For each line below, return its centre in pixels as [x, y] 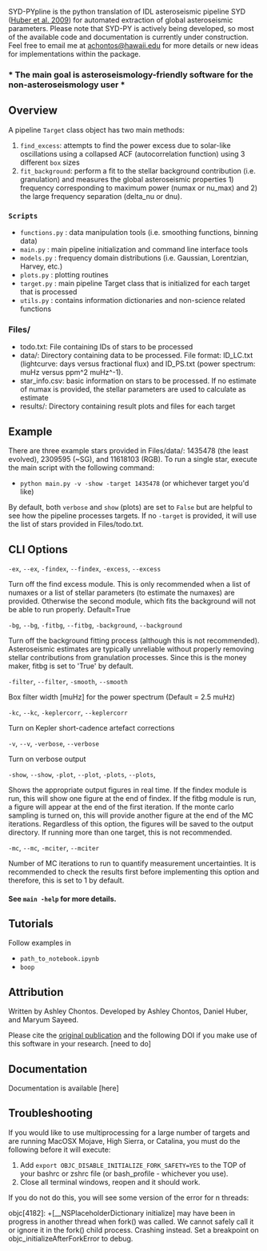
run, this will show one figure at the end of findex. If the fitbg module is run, [132, 798]
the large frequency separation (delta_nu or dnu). [101, 196]
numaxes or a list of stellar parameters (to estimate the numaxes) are [122, 592]
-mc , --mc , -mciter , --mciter [54, 847]
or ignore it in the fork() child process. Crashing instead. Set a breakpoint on [133, 1229]
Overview [33, 111]
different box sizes [50, 162]
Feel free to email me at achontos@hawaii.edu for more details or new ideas [133, 46]
